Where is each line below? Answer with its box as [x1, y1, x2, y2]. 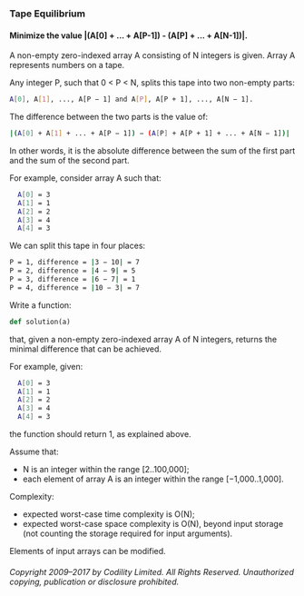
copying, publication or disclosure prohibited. [9, 576, 180, 587]
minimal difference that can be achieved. [9, 343, 162, 354]
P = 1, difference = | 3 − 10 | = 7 [9, 258, 141, 267]
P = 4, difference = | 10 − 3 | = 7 [9, 283, 141, 293]
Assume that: [9, 446, 59, 457]
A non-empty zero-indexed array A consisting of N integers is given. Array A [9, 50, 296, 61]
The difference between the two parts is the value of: [9, 112, 209, 122]
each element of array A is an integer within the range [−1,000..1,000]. [22, 473, 284, 484]
